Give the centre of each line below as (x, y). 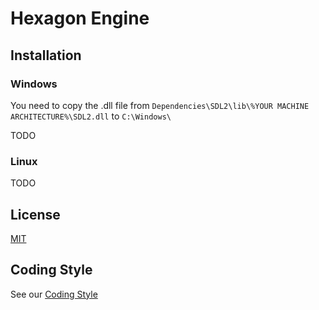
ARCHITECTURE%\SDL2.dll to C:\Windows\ (91, 116)
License (35, 214)
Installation (46, 55)
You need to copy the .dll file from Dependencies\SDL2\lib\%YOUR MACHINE (160, 105)
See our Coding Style (54, 294)
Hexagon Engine (80, 18)
